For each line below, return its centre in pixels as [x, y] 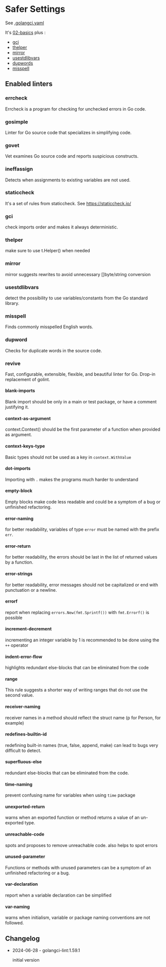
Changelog [23, 939]
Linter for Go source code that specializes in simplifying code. [68, 132]
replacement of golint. [28, 379]
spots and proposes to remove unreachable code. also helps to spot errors [81, 845]
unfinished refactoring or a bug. [38, 873]
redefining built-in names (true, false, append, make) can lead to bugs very [82, 745]
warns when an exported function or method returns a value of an [72, 818]
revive [13, 363]
